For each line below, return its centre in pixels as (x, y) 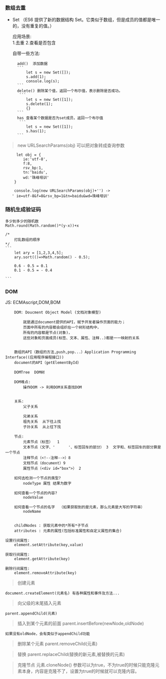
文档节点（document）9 (44, 463)
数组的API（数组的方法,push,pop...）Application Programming (75, 352)
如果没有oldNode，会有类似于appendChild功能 (48, 634)
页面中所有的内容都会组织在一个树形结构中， (62, 327)
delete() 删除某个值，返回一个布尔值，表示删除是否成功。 (70, 91)
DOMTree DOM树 (29, 372)
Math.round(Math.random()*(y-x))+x (42, 226)
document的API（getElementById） (48, 362)
